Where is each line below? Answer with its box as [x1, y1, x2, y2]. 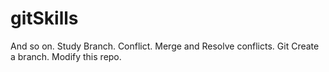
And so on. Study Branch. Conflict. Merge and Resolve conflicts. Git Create [10, 40, 320, 52]
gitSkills [10, 7, 79, 30]
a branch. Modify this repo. [10, 50, 122, 62]
